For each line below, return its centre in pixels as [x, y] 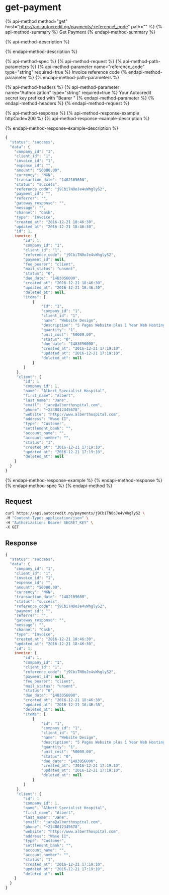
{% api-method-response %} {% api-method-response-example [72, 113]
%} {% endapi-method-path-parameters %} [73, 77]
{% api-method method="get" [36, 21]
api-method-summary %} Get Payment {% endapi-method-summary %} [80, 32]
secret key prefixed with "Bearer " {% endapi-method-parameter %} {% [80, 98]
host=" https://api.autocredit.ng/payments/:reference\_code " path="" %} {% [84, 26]
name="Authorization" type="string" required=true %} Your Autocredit [78, 92]
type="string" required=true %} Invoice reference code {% [66, 72]
